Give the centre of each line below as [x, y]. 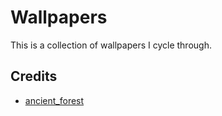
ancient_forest [54, 100]
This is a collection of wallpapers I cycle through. [111, 45]
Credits [34, 76]
